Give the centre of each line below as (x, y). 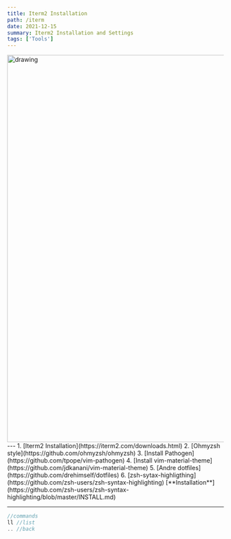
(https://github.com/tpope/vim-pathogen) (66, 461)
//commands (23, 516)
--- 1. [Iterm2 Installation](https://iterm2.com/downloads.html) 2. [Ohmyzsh (114, 446)
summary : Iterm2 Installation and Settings (70, 33)
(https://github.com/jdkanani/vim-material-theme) (78, 468)
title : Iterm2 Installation (47, 13)
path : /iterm (26, 20)
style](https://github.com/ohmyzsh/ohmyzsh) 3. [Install (85, 453)
